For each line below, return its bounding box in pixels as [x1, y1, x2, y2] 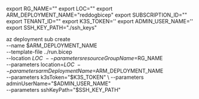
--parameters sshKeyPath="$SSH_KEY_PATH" [6, 86, 121, 93]
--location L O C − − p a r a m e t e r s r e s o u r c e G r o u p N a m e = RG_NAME [6, 55, 163, 61]
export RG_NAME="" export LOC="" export [6, 5, 112, 12]
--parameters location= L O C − [6, 61, 81, 68]
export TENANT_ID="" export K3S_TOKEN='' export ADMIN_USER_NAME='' [6, 18, 193, 24]
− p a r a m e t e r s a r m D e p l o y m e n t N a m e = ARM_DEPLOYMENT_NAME [6, 67, 164, 74]
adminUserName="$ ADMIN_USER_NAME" [6, 80, 111, 87]
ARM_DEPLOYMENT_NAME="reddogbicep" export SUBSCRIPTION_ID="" [6, 11, 187, 18]
